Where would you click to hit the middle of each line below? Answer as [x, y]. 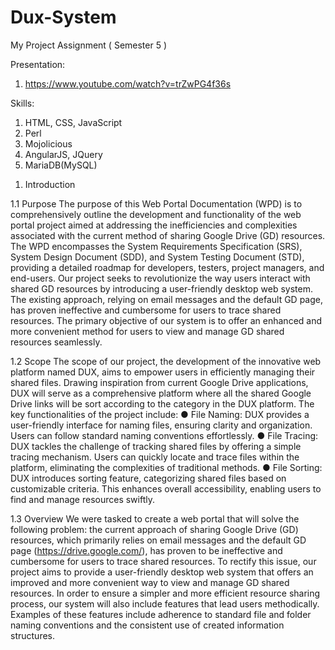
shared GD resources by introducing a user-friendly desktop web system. [161, 288]
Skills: [22, 103]
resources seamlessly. [56, 342]
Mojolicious [48, 143]
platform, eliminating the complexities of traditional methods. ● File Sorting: [166, 467]
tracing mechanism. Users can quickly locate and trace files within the [155, 457]
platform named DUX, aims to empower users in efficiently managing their [163, 372]
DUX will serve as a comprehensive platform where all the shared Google [161, 393]
